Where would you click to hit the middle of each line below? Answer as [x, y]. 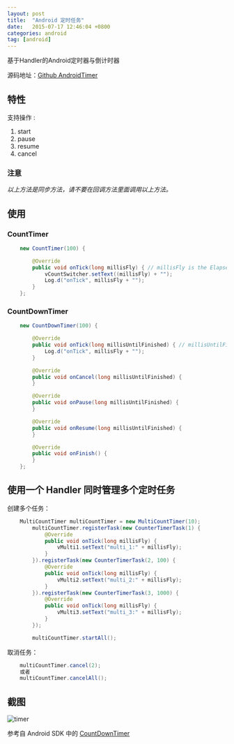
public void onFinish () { [70, 454]
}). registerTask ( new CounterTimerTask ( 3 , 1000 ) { [106, 593]
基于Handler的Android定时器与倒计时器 [63, 61]
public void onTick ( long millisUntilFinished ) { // [109, 345]
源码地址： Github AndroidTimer [53, 75]
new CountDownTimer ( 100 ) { [59, 326]
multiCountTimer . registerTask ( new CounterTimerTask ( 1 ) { [116, 528]
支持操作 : [21, 117]
